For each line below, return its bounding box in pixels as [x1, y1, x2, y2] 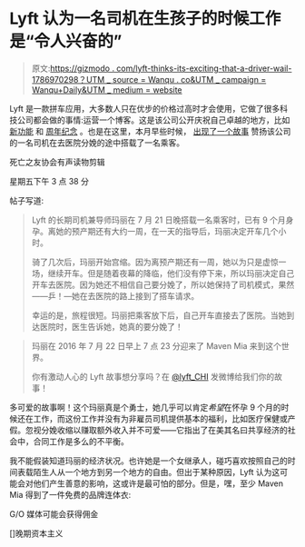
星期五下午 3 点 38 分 [9, 175, 89, 186]
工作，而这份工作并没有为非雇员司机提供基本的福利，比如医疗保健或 [33, 413, 288, 423]
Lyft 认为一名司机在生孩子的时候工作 [9, 8, 281, 29]
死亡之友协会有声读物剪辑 [9, 156, 105, 167]
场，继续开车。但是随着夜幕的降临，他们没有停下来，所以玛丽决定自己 [31, 267, 295, 278]
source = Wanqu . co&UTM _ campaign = [112, 74, 267, 85]
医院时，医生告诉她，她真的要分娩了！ [39, 321, 183, 332]
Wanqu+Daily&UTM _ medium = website [31, 84, 183, 95]
